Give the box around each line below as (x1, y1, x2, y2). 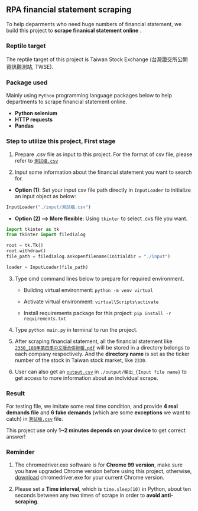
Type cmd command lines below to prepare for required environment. (14, 275, 184, 282)
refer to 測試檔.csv (14, 157, 59, 164)
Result (6, 389, 25, 397)
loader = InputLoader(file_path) (6, 264, 89, 270)
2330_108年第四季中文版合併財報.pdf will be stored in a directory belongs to (14, 344, 190, 351)
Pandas (14, 122, 34, 129)
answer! (6, 433, 26, 440)
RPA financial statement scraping (6, 5, 132, 15)
